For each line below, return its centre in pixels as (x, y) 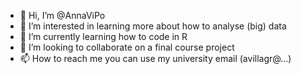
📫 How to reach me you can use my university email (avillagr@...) (155, 58)
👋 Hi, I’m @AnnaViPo (62, 15)
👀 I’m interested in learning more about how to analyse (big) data (153, 26)
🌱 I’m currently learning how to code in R (103, 36)
